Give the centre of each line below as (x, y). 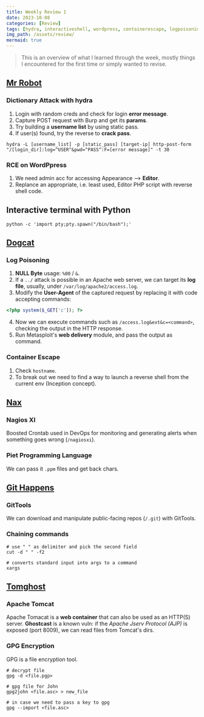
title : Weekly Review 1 (36, 12)
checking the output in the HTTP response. (69, 329)
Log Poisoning (28, 261)
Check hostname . (36, 370)
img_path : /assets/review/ (40, 35)
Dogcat (20, 243)
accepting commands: (43, 299)
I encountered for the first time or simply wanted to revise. (94, 64)
